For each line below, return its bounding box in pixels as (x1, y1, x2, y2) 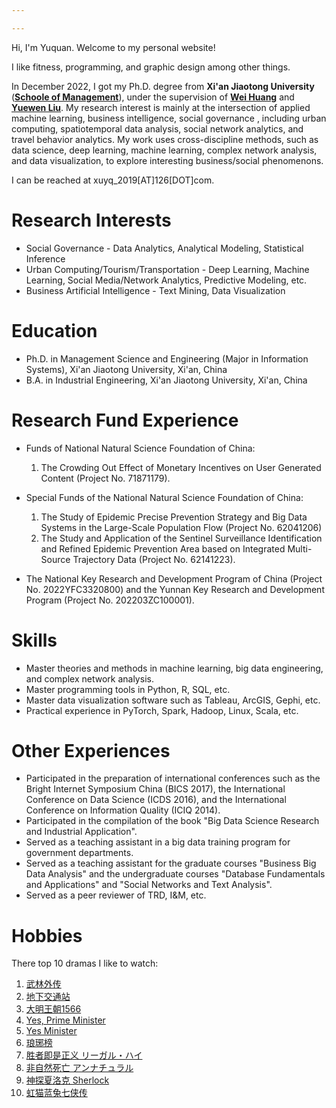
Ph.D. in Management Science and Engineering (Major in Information (25, 352, 309, 365)
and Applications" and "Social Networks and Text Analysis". (25, 879, 273, 891)
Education (11, 319, 98, 342)
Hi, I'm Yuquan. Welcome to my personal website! (11, 41, 216, 53)
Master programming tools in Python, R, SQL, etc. (25, 683, 231, 695)
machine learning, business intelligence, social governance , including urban (11, 112, 327, 124)
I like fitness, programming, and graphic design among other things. (11, 61, 291, 73)
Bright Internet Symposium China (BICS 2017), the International (25, 783, 286, 795)
